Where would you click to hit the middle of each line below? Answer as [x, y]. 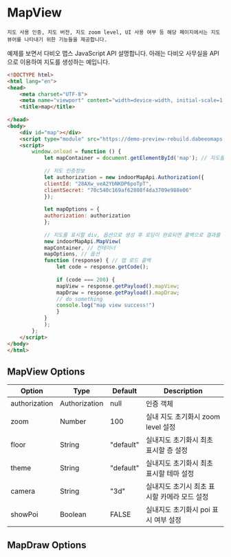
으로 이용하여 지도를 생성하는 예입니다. [58, 62]
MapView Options [46, 371]
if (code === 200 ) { [86, 280]
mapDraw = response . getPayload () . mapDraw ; [118, 293]
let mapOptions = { [71, 209]
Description [183, 391]
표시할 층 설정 [166, 450]
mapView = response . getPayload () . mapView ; [118, 286]
